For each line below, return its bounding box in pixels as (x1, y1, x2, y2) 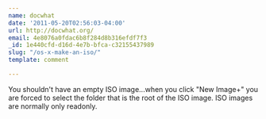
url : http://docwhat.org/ (8, 26, 94, 34)
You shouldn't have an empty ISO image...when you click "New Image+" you (8, 84, 259, 94)
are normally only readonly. (8, 101, 98, 111)
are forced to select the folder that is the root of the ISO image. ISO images (8, 93, 253, 102)
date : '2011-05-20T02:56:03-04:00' (8, 19, 126, 27)
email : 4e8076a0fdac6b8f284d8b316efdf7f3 (8, 33, 148, 42)
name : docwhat (8, 11, 56, 20)
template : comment (8, 56, 69, 64)
